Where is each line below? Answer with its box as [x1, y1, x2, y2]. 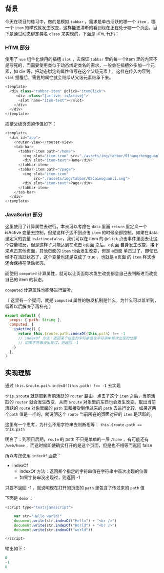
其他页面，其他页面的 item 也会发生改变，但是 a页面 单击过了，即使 [18, 248, 154, 254]
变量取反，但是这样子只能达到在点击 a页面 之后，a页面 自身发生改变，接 [9, 241, 155, 248]
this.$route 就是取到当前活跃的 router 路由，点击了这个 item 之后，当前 [5, 393, 151, 399]
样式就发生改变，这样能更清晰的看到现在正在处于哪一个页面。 [29, 24, 153, 30]
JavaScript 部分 [5, 212, 43, 218]
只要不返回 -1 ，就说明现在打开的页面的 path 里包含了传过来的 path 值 [5, 485, 145, 491]
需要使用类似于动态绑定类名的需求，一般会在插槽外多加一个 [30, 63, 150, 68]
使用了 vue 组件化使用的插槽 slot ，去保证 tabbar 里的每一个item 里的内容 [5, 56, 153, 62]
